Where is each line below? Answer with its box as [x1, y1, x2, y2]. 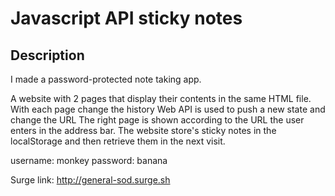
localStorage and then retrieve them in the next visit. [10, 135, 226, 147]
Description [10, 47, 85, 64]
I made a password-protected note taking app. [10, 73, 202, 85]
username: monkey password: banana [10, 155, 168, 166]
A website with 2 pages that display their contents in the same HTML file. [10, 93, 312, 104]
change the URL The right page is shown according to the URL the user [10, 114, 305, 126]
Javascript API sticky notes [10, 7, 243, 30]
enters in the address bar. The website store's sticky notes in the [10, 125, 277, 136]
